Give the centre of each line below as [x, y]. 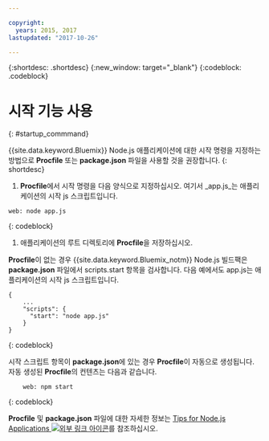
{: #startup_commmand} [49, 134]
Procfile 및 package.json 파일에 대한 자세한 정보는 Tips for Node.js [117, 419]
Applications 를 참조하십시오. [83, 429]
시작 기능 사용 [51, 111]
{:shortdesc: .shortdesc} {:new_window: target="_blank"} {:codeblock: [125, 67]
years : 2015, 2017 [47, 30]
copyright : [26, 22]
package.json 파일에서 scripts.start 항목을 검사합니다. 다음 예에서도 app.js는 [131, 270]
